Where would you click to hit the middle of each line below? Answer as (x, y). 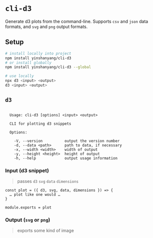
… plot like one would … (35, 194)
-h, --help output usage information (66, 158)
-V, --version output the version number (67, 141)
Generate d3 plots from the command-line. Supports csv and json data (77, 21)
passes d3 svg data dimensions (48, 181)
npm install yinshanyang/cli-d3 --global (48, 67)
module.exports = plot (28, 207)
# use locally (20, 76)
